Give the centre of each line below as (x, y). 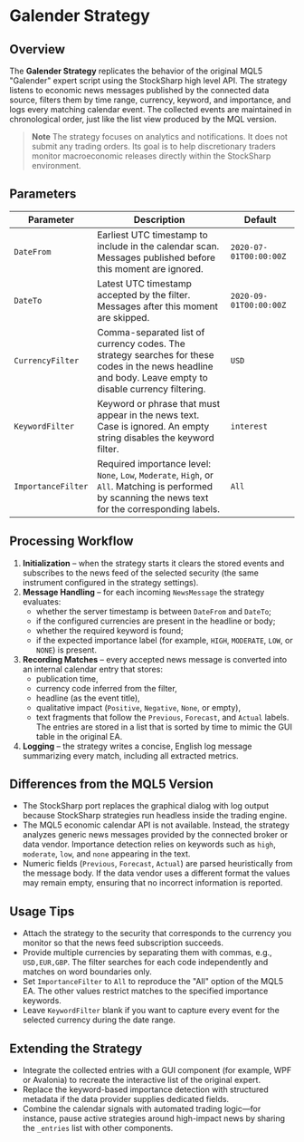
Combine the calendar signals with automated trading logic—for (142, 1109)
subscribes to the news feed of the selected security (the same (141, 573)
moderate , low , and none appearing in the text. (106, 854)
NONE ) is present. (66, 650)
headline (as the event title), (88, 698)
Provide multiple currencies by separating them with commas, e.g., (147, 953)
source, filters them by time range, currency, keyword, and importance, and (150, 100)
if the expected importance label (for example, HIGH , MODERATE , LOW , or (164, 640)
